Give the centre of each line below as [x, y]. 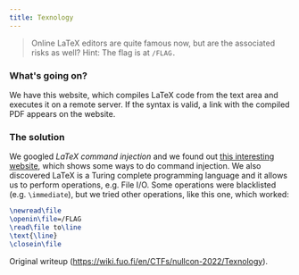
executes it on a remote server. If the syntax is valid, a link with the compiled [149, 104]
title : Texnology [42, 17]
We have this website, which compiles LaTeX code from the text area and [144, 95]
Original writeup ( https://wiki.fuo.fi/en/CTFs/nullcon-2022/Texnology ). [139, 261]
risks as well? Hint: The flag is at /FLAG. [104, 52]
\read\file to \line [46, 227]
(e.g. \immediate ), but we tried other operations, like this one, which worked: [149, 195]
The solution [37, 137]
